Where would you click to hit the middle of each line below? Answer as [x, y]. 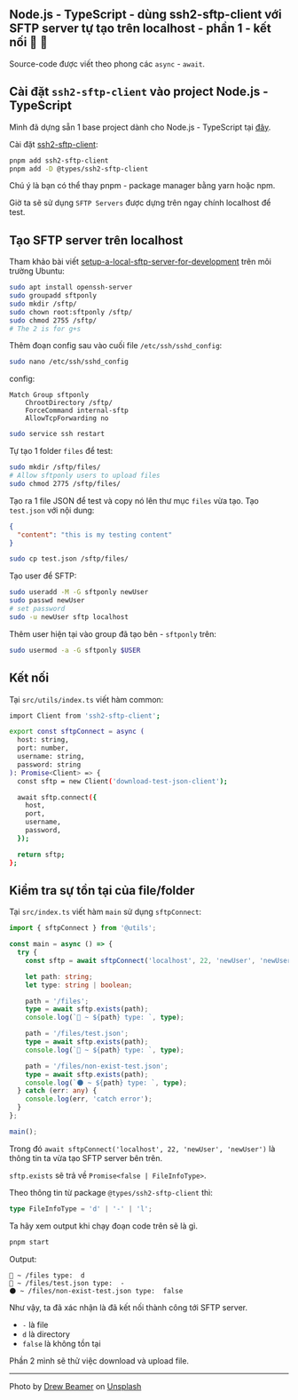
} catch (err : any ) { [57, 1091]
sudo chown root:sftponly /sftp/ [71, 312]
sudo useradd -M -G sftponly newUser [79, 593]
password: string [49, 764]
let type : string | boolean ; [79, 985]
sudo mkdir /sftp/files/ [55, 467]
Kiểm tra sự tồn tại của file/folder [102, 891]
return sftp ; [41, 855]
